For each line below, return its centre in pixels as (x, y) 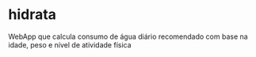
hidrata (32, 15)
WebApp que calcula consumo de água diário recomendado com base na (128, 36)
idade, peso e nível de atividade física (70, 44)
